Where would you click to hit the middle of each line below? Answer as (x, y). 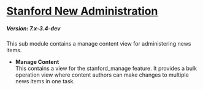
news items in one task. (45, 81)
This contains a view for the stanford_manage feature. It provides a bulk (106, 69)
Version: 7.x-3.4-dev (33, 28)
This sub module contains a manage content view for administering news (99, 44)
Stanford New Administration (82, 11)
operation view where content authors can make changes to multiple (102, 75)
